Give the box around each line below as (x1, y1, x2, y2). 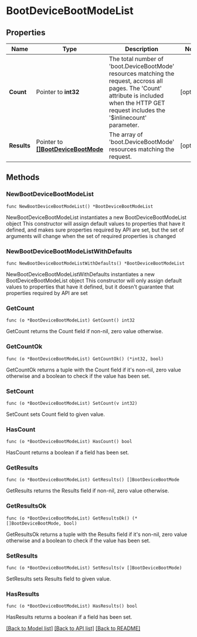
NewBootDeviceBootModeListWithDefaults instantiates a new (6, 270, 155, 277)
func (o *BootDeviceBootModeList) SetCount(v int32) (6, 400, 138, 406)
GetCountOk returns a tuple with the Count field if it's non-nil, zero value (6, 366, 182, 373)
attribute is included (108, 92, 164, 99)
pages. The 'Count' (108, 84, 162, 92)
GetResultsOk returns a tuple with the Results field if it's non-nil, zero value (6, 531, 188, 538)
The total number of (108, 55, 164, 63)
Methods (6, 172, 40, 183)
